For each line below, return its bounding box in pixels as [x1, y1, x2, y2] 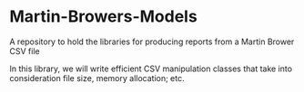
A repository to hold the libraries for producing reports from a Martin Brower [9, 36, 295, 47]
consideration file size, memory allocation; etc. [9, 72, 185, 83]
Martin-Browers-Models [9, 6, 198, 27]
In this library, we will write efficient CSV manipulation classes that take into [9, 63, 293, 74]
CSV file [9, 45, 40, 56]
